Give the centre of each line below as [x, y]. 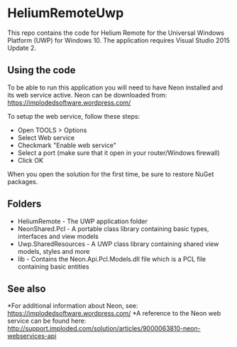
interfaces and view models [58, 236]
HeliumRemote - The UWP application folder [82, 221]
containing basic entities [54, 266]
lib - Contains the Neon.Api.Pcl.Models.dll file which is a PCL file [112, 259]
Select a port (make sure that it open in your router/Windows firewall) [118, 153]
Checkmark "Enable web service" [67, 145]
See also [27, 288]
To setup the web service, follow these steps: [74, 116]
